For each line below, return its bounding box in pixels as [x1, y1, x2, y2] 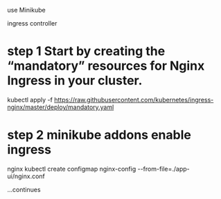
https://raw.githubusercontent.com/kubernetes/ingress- [54, 95, 214, 104]
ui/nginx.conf [7, 172, 45, 180]
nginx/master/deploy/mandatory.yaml [7, 103, 114, 111]
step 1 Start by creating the [7, 44, 166, 59]
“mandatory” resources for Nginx [7, 58, 205, 74]
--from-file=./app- [137, 164, 191, 173]
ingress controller [7, 19, 58, 27]
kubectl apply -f [7, 95, 53, 104]
